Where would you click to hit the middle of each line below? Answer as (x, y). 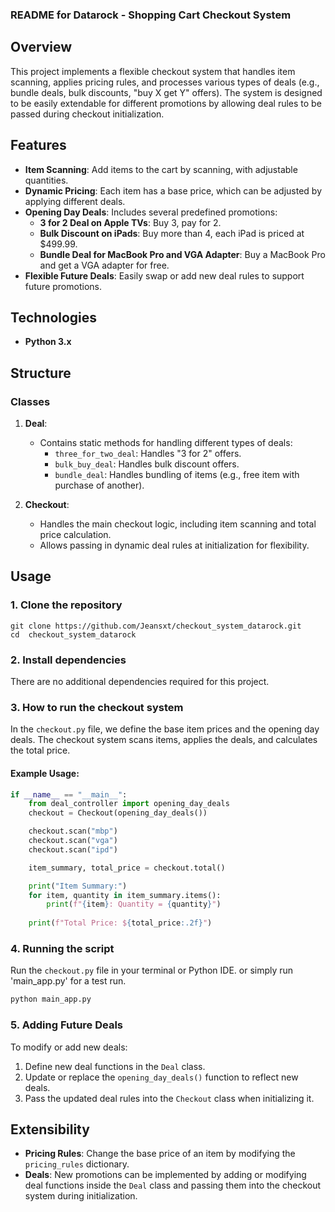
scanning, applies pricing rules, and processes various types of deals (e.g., (165, 82)
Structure (41, 373)
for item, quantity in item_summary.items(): (125, 895)
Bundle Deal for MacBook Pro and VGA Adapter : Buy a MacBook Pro (182, 254)
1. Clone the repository (66, 605)
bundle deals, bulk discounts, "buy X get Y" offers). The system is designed (166, 92)
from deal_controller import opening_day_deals (129, 804)
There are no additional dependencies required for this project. (140, 682)
